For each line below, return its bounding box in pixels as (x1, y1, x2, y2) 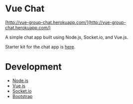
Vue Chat (5, 3, 45, 14)
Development (5, 61, 62, 72)
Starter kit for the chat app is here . (5, 44, 75, 50)
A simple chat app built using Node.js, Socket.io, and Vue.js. (5, 34, 128, 40)
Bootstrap (12, 93, 33, 99)
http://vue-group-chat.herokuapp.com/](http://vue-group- (6, 19, 127, 25)
